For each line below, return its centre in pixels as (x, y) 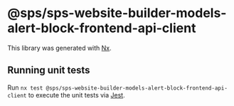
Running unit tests (49, 70)
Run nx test (25, 88)
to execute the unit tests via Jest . (77, 95)
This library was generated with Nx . (59, 48)
